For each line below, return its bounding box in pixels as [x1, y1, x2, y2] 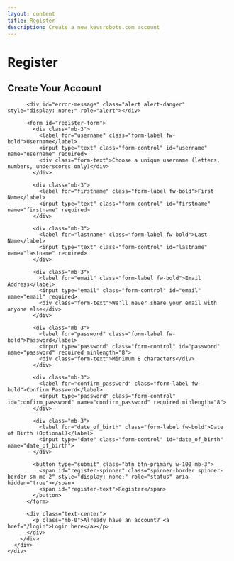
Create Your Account [7, 82, 102, 94]
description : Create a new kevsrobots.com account [7, 23, 160, 30]
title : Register [7, 17, 55, 24]
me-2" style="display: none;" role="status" [38, 473, 173, 481]
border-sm [7, 473, 37, 481]
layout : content [7, 10, 55, 18]
